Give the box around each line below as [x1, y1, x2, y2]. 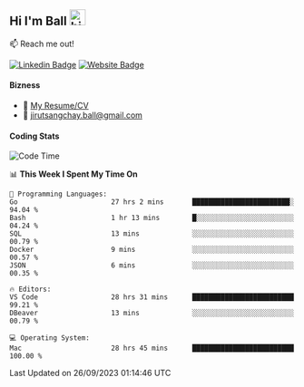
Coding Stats [9, 131, 60, 141]
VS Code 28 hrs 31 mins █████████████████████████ [9, 293, 295, 302]
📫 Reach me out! [9, 38, 74, 49]
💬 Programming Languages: [9, 189, 107, 199]
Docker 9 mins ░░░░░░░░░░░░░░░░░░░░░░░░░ [9, 246, 295, 255]
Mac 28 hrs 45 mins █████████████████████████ [9, 343, 295, 353]
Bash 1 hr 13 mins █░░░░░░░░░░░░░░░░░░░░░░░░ [9, 214, 295, 223]
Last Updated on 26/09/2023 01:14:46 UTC [9, 368, 172, 379]
